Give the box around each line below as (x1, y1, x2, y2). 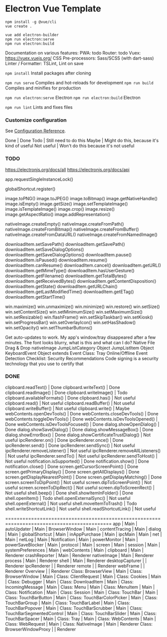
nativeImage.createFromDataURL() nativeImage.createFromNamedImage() (5, 232, 158, 238)
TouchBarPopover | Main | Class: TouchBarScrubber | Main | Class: (5, 605, 143, 611)
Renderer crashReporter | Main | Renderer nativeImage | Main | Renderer (5, 552, 154, 558)
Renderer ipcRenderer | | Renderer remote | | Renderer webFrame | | (5, 562, 145, 569)
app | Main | (112, 520, 138, 527)
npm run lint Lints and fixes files (5, 104, 73, 110)
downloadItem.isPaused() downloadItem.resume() (5, 257, 108, 263)
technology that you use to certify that (5, 361, 83, 367)
